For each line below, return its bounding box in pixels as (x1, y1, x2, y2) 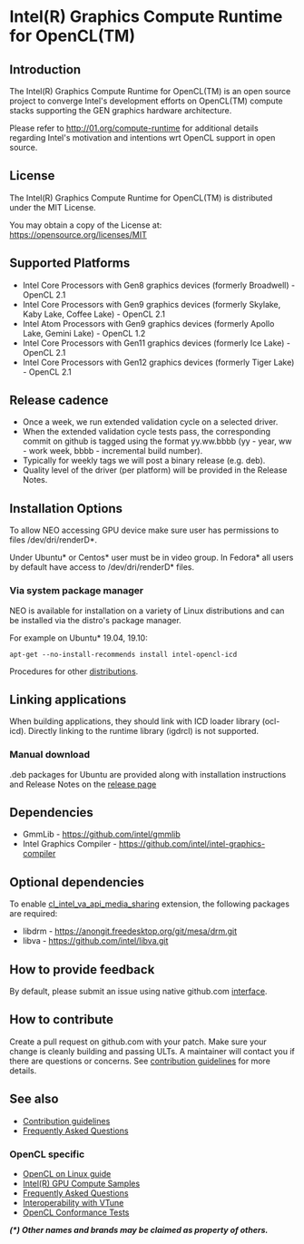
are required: (9, 908, 58, 919)
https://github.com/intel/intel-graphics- (118, 838, 266, 849)
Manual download (9, 749, 91, 761)
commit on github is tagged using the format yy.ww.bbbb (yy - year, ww (22, 436, 292, 446)
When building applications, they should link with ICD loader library (9, 716, 260, 727)
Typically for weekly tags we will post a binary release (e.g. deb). (22, 455, 266, 466)
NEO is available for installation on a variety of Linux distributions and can (9, 605, 285, 616)
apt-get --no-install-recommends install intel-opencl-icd (9, 650, 238, 659)
